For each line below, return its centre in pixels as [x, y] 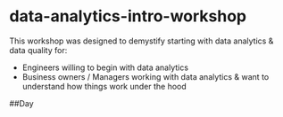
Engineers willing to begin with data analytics [105, 67]
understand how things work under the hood [104, 86]
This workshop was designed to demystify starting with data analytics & [141, 41]
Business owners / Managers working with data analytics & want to [146, 76]
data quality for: [38, 50]
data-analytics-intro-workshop [128, 16]
